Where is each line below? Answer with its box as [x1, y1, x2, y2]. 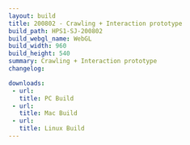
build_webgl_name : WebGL [8, 34, 92, 43]
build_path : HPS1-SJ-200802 [8, 27, 103, 35]
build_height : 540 [8, 49, 70, 58]
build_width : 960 [8, 42, 67, 50]
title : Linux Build [19, 125, 85, 133]
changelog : [8, 65, 45, 73]
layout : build [8, 11, 57, 20]
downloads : [8, 79, 45, 87]
